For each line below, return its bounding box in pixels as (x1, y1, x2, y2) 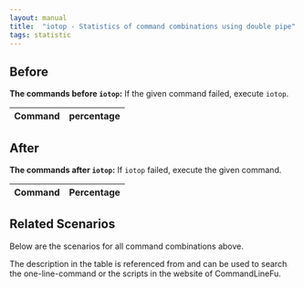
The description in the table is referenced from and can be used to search (9, 258, 288, 269)
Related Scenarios (9, 216, 116, 232)
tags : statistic (9, 30, 71, 39)
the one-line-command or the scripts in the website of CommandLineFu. (9, 268, 281, 279)
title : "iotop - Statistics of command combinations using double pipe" (9, 22, 297, 31)
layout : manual (9, 13, 68, 23)
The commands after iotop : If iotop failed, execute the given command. (9, 165, 282, 175)
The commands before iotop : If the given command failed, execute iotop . (9, 88, 289, 99)
